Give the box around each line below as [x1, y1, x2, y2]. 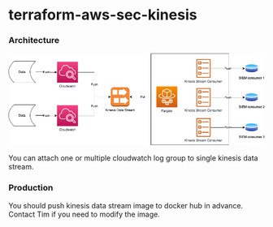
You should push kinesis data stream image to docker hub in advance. [8, 200, 244, 210]
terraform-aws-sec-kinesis [8, 6, 197, 24]
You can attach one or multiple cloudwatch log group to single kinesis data [8, 153, 258, 163]
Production [8, 182, 54, 194]
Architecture [8, 35, 60, 46]
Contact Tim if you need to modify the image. [8, 209, 161, 219]
